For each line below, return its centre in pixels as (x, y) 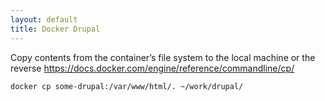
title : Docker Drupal (55, 29)
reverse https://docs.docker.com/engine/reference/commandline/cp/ (152, 68)
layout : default (44, 19)
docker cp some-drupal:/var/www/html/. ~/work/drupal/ (127, 86)
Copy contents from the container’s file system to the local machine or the (163, 57)
